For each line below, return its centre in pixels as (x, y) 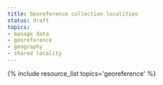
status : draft (28, 21)
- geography (25, 47)
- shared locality (35, 54)
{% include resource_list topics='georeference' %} (82, 73)
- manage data (28, 34)
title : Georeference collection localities (73, 14)
